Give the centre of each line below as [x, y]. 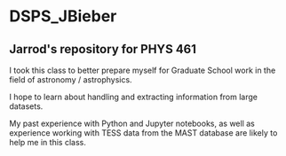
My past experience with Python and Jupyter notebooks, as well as [132, 123]
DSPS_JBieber [63, 16]
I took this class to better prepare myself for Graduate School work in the [143, 70]
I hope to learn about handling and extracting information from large [134, 97]
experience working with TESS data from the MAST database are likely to [143, 133]
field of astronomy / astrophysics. [71, 80]
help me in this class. [48, 142]
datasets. [26, 106]
